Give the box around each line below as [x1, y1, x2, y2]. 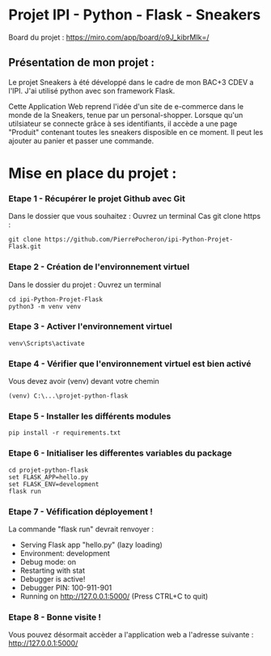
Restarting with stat [19, 566, 86, 575]
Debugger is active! [19, 574, 86, 584]
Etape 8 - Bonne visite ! [8, 612, 102, 623]
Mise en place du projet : [8, 164, 177, 183]
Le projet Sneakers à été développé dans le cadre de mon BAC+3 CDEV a [8, 77, 254, 86]
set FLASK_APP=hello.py [8, 473, 89, 481]
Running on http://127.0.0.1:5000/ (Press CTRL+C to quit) [19, 591, 209, 601]
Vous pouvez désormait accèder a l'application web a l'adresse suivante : [8, 630, 254, 640]
